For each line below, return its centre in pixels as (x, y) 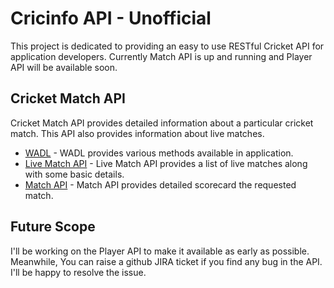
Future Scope (53, 227)
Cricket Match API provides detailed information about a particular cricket (162, 123)
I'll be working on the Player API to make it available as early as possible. (160, 251)
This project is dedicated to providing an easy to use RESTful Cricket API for (167, 46)
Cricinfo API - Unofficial (111, 18)
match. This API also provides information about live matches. (137, 133)
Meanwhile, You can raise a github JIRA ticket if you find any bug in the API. (166, 261)
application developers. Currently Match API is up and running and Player (161, 56)
